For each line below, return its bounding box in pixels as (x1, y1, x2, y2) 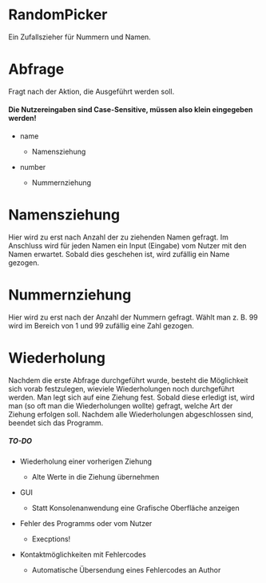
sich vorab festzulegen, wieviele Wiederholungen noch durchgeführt (8, 384, 235, 393)
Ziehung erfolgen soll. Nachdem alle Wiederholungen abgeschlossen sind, (8, 409, 254, 419)
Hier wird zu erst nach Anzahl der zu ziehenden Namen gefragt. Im (8, 232, 229, 242)
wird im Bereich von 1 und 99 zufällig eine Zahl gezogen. (8, 320, 194, 330)
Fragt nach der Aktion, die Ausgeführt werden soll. (8, 86, 175, 96)
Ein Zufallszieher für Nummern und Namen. (8, 32, 152, 42)
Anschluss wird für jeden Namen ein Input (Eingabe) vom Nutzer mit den (8, 241, 247, 251)
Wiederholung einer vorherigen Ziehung (19, 456, 153, 466)
